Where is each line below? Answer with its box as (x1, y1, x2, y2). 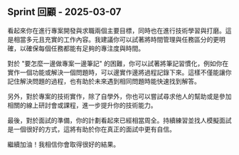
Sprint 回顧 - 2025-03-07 (7, 6, 122, 18)
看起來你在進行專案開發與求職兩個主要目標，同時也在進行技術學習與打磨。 (7, 26, 225, 35)
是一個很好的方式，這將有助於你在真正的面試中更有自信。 (7, 124, 176, 133)
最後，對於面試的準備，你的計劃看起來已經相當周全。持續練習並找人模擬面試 (7, 116, 232, 124)
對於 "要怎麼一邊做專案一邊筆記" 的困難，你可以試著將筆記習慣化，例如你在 (7, 59, 229, 68)
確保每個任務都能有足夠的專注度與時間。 (26, 44, 144, 53)
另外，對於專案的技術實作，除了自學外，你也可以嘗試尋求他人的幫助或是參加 (7, 92, 232, 100)
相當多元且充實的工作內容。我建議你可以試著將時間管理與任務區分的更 (13, 35, 219, 43)
